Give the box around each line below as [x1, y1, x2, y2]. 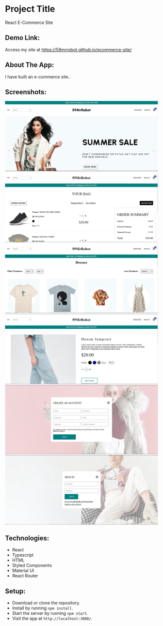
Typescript [12, 552, 34, 558]
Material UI [12, 567, 34, 574]
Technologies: [5, 534, 49, 542]
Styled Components [12, 563, 52, 568]
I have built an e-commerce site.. [5, 74, 71, 80]
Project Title [5, 3, 55, 15]
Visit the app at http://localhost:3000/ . [12, 616, 93, 622]
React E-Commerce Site [5, 20, 53, 25]
